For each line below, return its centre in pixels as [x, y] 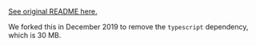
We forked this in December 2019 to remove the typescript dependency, [128, 27]
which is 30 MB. [35, 35]
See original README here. [53, 11]
